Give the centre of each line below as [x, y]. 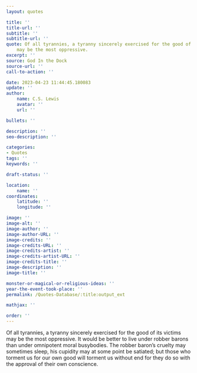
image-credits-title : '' [37, 262]
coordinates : [22, 196]
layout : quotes [25, 12]
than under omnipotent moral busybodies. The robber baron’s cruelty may [96, 345]
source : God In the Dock [37, 61]
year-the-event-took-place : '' [45, 289]
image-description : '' [34, 267]
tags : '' [17, 158]
